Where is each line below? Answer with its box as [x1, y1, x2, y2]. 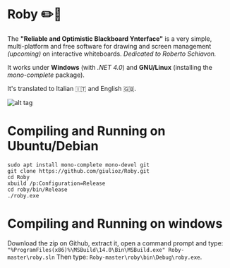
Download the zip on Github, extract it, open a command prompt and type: [7, 238, 224, 248]
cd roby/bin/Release [7, 185, 68, 193]
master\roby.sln [7, 254, 55, 261]
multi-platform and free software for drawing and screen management [7, 42, 212, 50]
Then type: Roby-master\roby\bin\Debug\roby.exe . [56, 252, 202, 261]
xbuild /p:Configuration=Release [7, 180, 106, 187]
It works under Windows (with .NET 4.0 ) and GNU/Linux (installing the [7, 63, 213, 71]
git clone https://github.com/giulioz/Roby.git [7, 167, 150, 174]
